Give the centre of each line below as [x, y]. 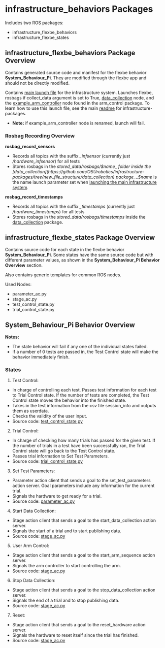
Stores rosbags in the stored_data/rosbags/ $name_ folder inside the [82, 166]
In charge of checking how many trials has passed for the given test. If [84, 440]
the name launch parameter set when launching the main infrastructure [84, 182]
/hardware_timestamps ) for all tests [48, 212]
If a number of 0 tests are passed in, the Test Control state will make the [85, 352]
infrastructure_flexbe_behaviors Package [70, 53]
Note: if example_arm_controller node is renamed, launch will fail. [79, 123]
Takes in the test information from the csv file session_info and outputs [84, 405]
